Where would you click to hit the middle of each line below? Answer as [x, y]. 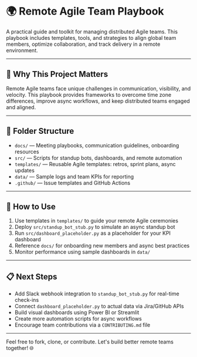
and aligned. [21, 107]
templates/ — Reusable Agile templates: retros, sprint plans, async [95, 164]
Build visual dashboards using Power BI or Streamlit [77, 312]
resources [27, 151]
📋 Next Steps [32, 277]
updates [25, 170]
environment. [22, 50]
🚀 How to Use [31, 206]
